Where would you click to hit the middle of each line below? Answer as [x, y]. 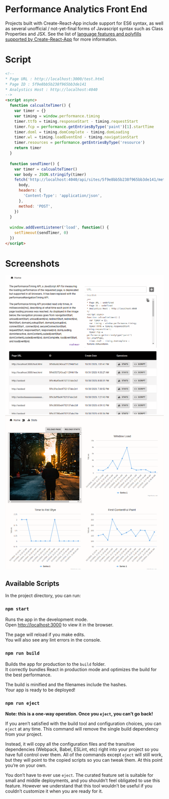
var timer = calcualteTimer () [46, 169]
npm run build [22, 653]
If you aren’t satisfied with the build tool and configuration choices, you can [83, 724]
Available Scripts [32, 583]
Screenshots [32, 263]
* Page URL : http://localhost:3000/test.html [55, 79]
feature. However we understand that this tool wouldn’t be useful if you [79, 785]
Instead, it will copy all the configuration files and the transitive [70, 744]
